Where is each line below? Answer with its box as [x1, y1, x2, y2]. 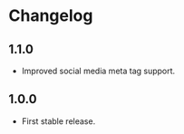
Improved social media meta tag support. [21, 65, 176, 76]
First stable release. [21, 115, 96, 127]
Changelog [8, 5, 93, 26]
